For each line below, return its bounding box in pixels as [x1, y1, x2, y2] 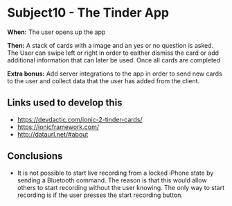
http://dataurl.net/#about [17, 130, 89, 138]
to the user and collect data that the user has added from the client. [7, 76, 200, 85]
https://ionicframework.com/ [17, 123, 99, 131]
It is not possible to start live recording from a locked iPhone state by [17, 169, 214, 177]
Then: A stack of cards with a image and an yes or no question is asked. [7, 41, 214, 49]
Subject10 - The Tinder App [7, 5, 170, 21]
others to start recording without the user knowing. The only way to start [17, 183, 225, 191]
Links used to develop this [7, 97, 123, 109]
